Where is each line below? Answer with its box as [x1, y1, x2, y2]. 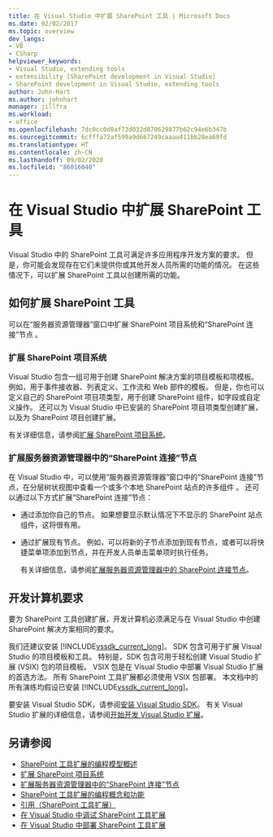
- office [8, 118, 38, 126]
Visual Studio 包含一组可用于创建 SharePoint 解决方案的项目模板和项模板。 [8, 372, 258, 382]
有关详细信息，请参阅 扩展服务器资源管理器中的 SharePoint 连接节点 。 [19, 565, 253, 575]
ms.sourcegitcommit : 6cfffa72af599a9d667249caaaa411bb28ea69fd [8, 133, 227, 141]
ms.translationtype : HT [8, 140, 89, 149]
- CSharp [8, 50, 38, 58]
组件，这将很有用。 [19, 520, 85, 530]
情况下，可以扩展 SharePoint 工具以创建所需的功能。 [8, 270, 184, 280]
